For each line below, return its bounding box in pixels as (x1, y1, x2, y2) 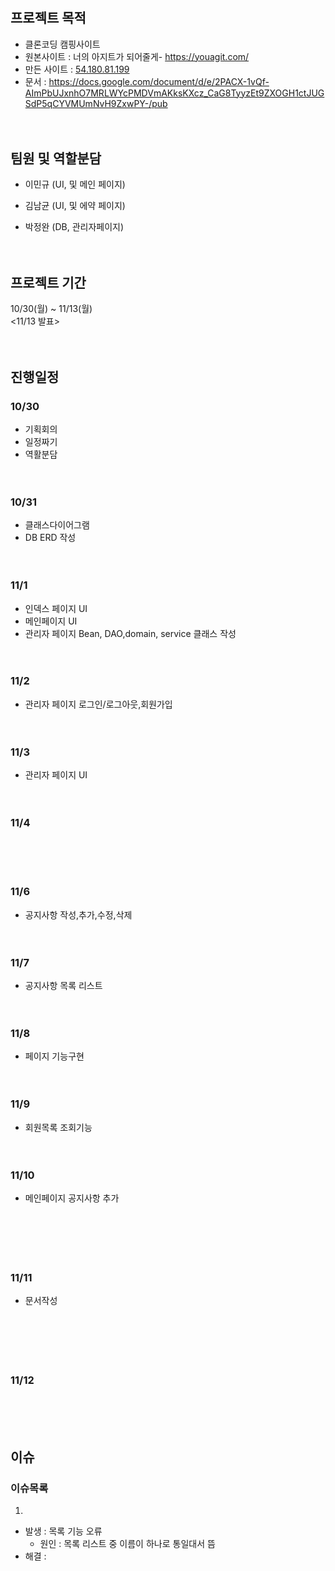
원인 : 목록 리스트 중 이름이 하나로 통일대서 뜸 (39, 1538, 216, 1550)
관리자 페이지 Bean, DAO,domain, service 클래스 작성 (24, 627, 237, 639)
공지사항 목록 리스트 (24, 980, 103, 991)
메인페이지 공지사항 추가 (24, 1192, 120, 1204)
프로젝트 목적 (10, 10, 87, 27)
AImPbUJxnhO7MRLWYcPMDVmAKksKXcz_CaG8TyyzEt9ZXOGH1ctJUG (24, 87, 325, 99)
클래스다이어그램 (24, 519, 90, 531)
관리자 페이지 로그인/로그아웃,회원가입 (24, 698, 173, 710)
